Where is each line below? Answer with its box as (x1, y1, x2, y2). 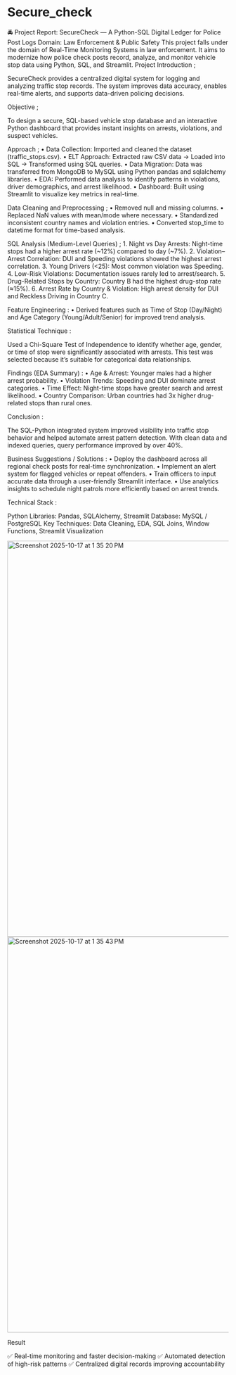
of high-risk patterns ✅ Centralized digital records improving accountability (7, 1360, 225, 1368)
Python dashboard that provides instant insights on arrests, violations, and (7, 124, 223, 132)
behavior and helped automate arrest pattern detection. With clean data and (7, 433, 228, 442)
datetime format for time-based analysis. (7, 226, 126, 234)
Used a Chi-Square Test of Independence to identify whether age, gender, (7, 340, 223, 348)
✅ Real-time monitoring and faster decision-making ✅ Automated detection (7, 1352, 226, 1360)
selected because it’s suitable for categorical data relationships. (7, 355, 192, 363)
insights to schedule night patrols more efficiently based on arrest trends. (7, 484, 220, 493)
